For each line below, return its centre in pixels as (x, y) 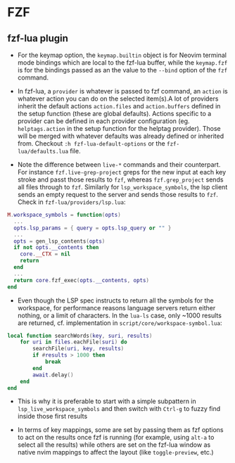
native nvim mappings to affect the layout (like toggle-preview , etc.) (115, 452)
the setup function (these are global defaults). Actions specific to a (114, 114)
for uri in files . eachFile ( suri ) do (74, 342)
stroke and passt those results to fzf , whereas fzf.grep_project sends (120, 179)
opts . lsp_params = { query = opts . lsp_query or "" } (93, 228)
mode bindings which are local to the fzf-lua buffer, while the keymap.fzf (122, 63)
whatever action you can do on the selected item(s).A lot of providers (118, 99)
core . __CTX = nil (45, 254)
